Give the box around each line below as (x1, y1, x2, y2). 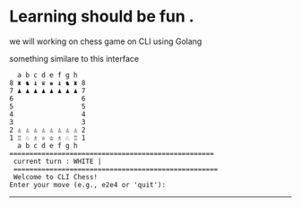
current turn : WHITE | (13, 157, 102, 166)
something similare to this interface (9, 53, 140, 64)
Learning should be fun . (9, 6, 194, 27)
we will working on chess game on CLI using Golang (9, 36, 202, 47)
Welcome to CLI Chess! (13, 172, 99, 181)
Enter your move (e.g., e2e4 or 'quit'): (9, 180, 167, 189)
